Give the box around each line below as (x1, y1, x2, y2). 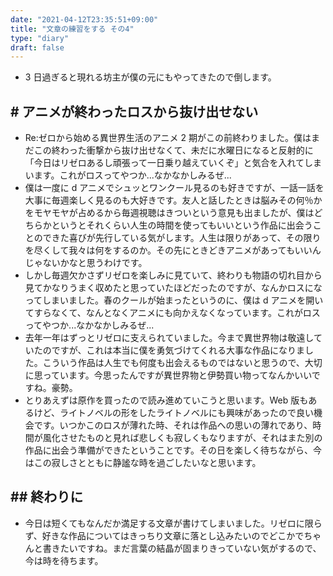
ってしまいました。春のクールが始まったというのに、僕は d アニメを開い (24, 294, 324, 306)
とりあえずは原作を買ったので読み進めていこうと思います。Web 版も (24, 394, 309, 406)
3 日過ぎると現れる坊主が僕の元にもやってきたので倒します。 (24, 71, 277, 83)
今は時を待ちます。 (24, 554, 104, 566)
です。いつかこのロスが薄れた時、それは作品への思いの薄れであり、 (33, 419, 313, 431)
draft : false (10, 42, 65, 53)
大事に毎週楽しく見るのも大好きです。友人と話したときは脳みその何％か (24, 194, 323, 206)
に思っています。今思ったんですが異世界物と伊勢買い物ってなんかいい (24, 369, 312, 381)
